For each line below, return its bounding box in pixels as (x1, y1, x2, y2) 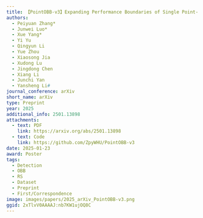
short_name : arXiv (6, 94, 53, 100)
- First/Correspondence (12, 191, 72, 197)
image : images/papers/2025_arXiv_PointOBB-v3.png (6, 196, 135, 202)
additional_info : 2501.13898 (6, 111, 80, 117)
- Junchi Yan (12, 77, 45, 83)
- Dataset (12, 180, 37, 186)
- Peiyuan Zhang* (12, 20, 56, 26)
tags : (6, 156, 20, 162)
